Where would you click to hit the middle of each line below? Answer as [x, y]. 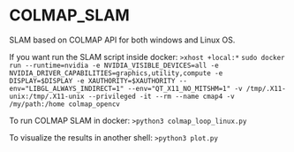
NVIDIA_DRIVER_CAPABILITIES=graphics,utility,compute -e [116, 73]
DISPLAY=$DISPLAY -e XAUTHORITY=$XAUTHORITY [92, 80]
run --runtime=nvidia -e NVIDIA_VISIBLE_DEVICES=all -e [114, 65]
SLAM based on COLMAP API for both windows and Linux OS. [122, 40]
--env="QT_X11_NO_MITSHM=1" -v [185, 88]
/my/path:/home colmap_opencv [65, 104]
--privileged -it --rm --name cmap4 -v [162, 96]
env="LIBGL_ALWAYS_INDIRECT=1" [67, 88]
